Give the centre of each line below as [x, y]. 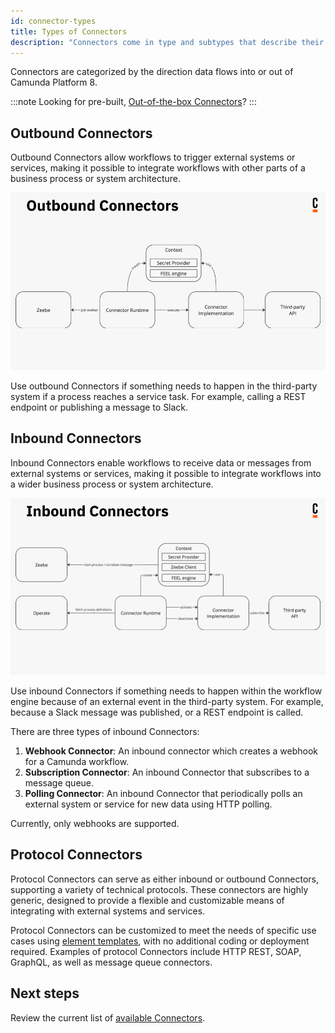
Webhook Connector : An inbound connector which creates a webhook [171, 751]
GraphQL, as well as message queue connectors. [111, 962]
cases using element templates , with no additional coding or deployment [160, 941]
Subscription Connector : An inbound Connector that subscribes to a [167, 772]
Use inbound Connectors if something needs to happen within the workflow [166, 691]
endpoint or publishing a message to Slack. [99, 407]
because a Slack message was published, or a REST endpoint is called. [157, 712]
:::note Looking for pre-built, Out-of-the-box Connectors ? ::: [133, 102]
